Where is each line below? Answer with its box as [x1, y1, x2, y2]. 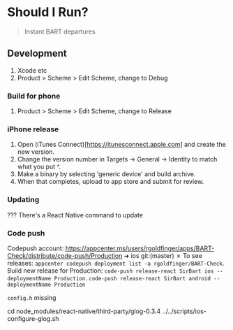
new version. [17, 148, 54, 156]
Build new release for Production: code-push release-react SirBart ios [7, 266, 214, 275]
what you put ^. [17, 162, 61, 171]
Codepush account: [7, 244, 64, 252]
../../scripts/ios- [162, 307, 207, 315]
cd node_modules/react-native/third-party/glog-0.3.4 [7, 307, 161, 315]
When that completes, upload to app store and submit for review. [17, 178, 204, 186]
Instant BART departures [24, 27, 96, 36]
